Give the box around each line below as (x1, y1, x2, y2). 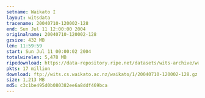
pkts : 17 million (6, 65, 51, 72)
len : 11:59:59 (6, 43, 43, 49)
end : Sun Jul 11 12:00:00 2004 (6, 26, 86, 32)
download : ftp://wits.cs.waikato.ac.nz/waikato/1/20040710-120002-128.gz (6, 71, 198, 77)
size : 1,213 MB (6, 77, 45, 83)
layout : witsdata (6, 15, 51, 21)
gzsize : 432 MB (6, 37, 45, 43)
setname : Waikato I (6, 9, 56, 15)
